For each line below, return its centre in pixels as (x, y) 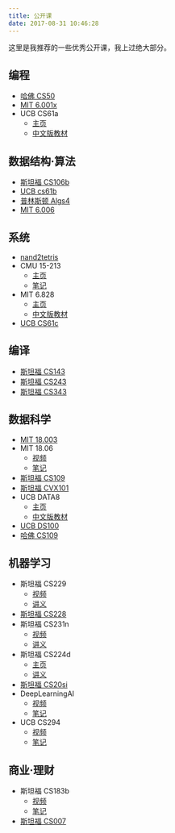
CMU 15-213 (40, 265)
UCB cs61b (38, 191)
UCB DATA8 (40, 497)
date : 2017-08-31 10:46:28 (54, 23)
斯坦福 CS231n (45, 624)
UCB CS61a (39, 114)
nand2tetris (39, 257)
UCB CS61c (39, 323)
